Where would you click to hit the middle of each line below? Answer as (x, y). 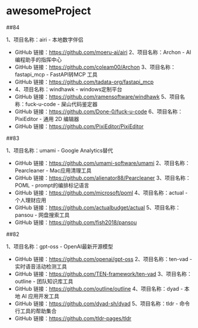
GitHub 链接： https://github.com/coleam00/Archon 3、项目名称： (95, 67)
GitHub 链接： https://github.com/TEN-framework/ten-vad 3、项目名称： (103, 273)
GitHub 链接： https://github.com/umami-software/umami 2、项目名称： (103, 163)
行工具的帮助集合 (36, 311)
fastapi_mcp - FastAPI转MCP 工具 (56, 74)
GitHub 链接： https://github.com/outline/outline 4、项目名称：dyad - (99, 288)
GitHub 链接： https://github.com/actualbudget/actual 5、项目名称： (98, 207)
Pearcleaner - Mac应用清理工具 (53, 170)
